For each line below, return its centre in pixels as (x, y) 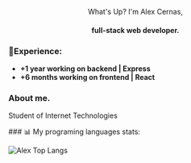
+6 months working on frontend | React (87, 77)
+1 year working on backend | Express (85, 69)
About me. (29, 98)
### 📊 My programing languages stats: (75, 132)
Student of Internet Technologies (63, 115)
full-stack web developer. (135, 30)
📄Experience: (35, 51)
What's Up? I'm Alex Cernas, (135, 12)
